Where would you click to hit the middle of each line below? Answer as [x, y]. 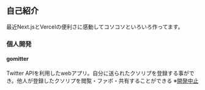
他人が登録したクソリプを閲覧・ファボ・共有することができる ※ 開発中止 [108, 80]
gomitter [18, 59]
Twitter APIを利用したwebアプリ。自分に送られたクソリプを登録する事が [98, 73]
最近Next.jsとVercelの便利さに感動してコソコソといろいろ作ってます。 [95, 27]
